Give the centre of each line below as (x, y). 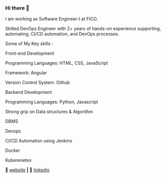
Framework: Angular (26, 73)
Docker (13, 150)
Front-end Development (30, 53)
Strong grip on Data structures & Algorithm (49, 112)
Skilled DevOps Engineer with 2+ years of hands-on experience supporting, (83, 29)
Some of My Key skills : (29, 44)
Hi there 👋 (17, 8)
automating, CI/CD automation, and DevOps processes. (62, 34)
